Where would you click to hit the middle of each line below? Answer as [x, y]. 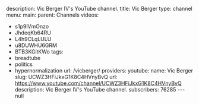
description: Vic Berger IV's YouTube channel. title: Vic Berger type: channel [99, 9]
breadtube [27, 58]
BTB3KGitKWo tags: [39, 52]
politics [23, 64]
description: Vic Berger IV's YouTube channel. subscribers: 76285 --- [100, 89]
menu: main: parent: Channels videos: [53, 15]
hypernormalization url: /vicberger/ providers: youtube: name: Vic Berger [104, 70]
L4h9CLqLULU [33, 39]
